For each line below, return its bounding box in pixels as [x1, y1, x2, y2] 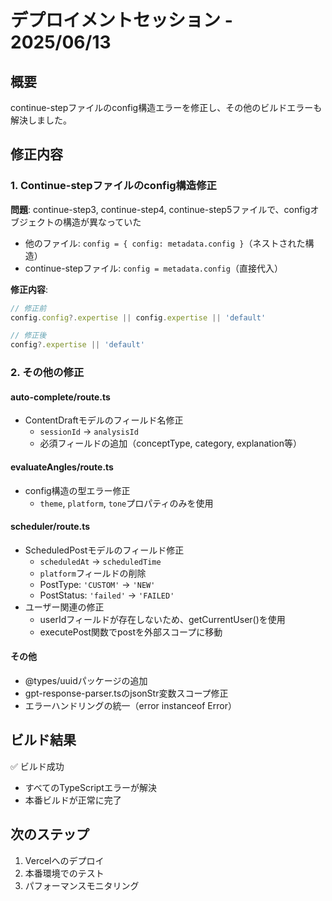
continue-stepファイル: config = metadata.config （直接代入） [24, 262, 283, 274]
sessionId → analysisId [39, 426, 139, 438]
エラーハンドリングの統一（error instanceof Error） [24, 699, 237, 711]
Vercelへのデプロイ [24, 854, 105, 866]
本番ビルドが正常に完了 [24, 794, 122, 806]
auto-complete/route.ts [10, 391, 111, 403]
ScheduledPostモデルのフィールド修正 [24, 544, 185, 556]
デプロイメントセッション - [10, 9, 233, 32]
